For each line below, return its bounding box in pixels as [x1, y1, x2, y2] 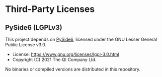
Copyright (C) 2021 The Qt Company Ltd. [12, 57, 97, 63]
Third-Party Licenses [5, 3, 95, 15]
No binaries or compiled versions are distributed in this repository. [5, 66, 141, 72]
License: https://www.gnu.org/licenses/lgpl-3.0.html [12, 51, 119, 57]
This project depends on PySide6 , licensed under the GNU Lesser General [5, 36, 158, 42]
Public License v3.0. [5, 42, 47, 48]
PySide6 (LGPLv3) [5, 23, 63, 32]
